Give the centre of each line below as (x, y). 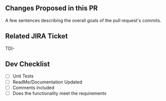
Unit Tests (23, 76)
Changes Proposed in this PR (52, 8)
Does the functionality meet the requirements (59, 93)
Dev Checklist (28, 64)
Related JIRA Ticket (36, 36)
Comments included (33, 87)
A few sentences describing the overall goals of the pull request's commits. (83, 20)
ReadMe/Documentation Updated (47, 82)
